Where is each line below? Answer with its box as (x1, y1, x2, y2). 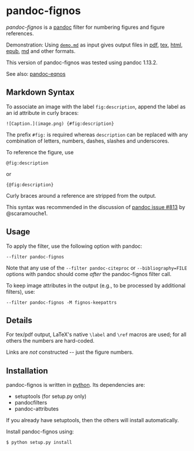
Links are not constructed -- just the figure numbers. (6, 349, 134, 356)
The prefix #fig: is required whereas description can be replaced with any (6, 131, 188, 138)
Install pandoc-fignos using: (6, 428, 74, 435)
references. (6, 29, 34, 37)
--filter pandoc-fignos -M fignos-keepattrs (6, 299, 117, 306)
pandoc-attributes (14, 405, 59, 413)
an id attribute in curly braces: (6, 109, 79, 116)
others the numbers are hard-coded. (6, 337, 95, 344)
